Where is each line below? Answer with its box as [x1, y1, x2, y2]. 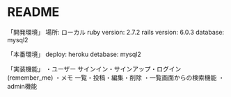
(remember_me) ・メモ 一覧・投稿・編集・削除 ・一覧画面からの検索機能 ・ [7, 73, 225, 82]
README [7, 4, 60, 20]
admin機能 [7, 82, 38, 90]
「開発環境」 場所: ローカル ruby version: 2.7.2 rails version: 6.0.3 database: [7, 28, 225, 36]
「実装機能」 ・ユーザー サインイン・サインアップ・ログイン [7, 64, 182, 73]
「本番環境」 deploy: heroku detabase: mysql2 [7, 50, 141, 58]
